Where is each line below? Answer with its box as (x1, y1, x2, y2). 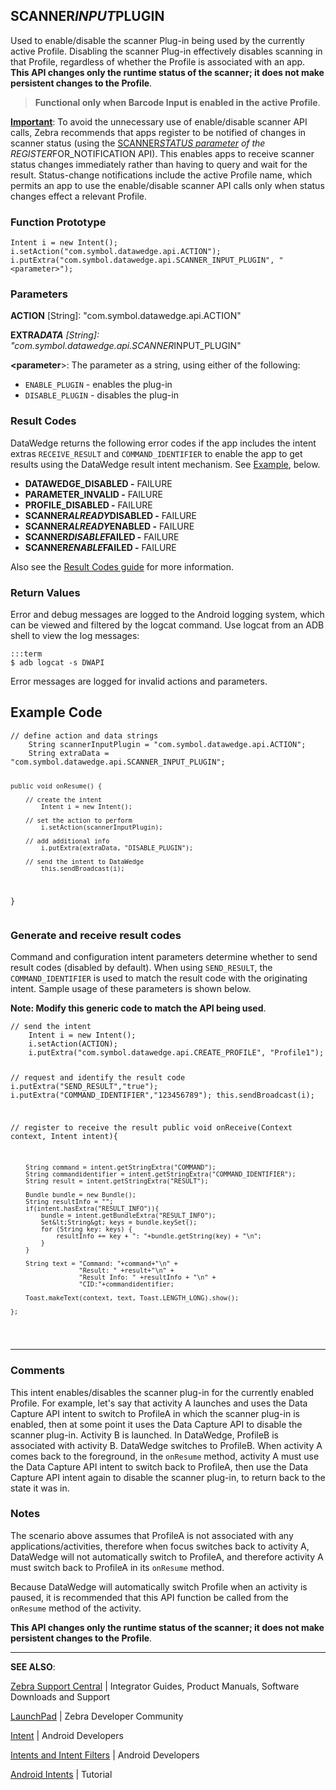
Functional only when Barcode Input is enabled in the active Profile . (34, 96, 321, 108)
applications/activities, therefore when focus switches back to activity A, (10, 1540, 310, 1552)
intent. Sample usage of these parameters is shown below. (10, 982, 252, 994)
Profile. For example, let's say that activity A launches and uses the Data (10, 1397, 308, 1409)
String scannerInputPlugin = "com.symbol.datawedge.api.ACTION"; (28, 739, 307, 749)
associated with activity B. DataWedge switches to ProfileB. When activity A (10, 1439, 323, 1451)
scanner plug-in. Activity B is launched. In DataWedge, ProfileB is (10, 1429, 279, 1441)
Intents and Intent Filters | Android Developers (10, 1749, 200, 1761)
